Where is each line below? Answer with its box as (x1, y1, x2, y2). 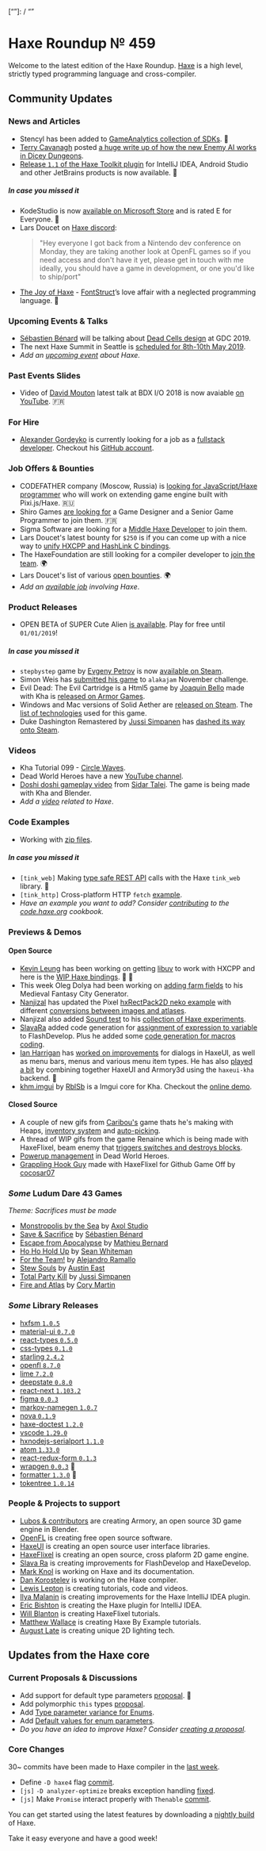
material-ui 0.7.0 (19, 1327, 75, 1336)
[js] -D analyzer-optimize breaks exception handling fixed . (19, 1785, 216, 1795)
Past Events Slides (8, 370, 82, 381)
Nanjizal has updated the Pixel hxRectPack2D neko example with (19, 997, 232, 1007)
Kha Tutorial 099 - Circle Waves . (19, 763, 126, 773)
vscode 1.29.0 (19, 1427, 68, 1437)
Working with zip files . (19, 835, 93, 844)
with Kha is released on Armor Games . (19, 692, 146, 701)
